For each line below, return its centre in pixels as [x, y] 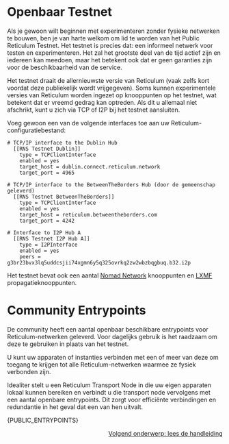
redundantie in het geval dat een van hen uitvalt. [75, 407]
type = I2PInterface [49, 245]
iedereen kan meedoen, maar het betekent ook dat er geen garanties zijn [110, 60]
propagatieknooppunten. [42, 282]
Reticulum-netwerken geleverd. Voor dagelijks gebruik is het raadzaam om [112, 336]
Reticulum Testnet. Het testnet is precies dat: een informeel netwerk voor [110, 45]
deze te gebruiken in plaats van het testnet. [68, 344]
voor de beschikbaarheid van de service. [65, 67]
